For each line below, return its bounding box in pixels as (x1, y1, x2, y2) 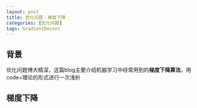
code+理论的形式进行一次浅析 (6, 74, 81, 81)
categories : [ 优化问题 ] (6, 20, 62, 26)
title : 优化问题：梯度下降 (6, 14, 66, 20)
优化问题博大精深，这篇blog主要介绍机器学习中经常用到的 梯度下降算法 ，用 (6, 67, 192, 74)
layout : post (6, 8, 39, 15)
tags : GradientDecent (6, 25, 61, 32)
